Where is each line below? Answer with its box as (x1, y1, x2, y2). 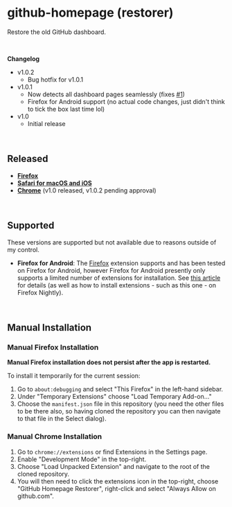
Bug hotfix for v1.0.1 (27, 75, 84, 84)
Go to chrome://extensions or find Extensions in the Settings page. (17, 447, 208, 456)
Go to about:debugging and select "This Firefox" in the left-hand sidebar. (17, 385, 224, 393)
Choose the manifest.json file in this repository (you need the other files (17, 400, 224, 408)
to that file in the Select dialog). (17, 414, 107, 423)
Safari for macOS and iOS (17, 179, 92, 187)
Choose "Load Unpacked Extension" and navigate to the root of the (17, 462, 210, 470)
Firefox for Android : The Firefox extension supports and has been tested (17, 258, 226, 267)
